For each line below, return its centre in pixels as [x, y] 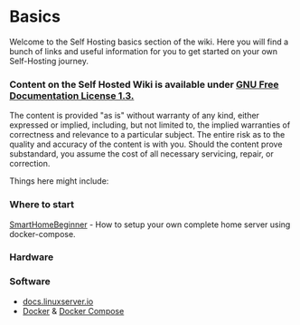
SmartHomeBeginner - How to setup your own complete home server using [150, 225]
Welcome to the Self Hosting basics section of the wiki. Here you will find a [149, 42]
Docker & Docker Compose [73, 311]
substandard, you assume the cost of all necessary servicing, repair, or [141, 154]
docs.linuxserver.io [58, 301]
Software [30, 282]
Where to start [42, 205]
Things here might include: [59, 181]
